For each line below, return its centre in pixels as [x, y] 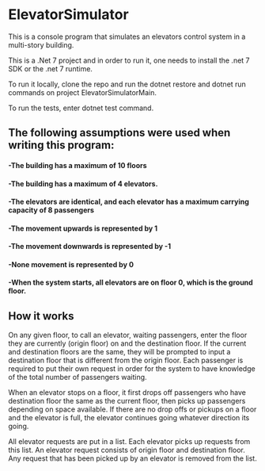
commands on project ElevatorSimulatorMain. [82, 92]
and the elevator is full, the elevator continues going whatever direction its [129, 418]
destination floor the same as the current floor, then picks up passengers [127, 401]
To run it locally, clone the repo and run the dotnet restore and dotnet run [127, 84]
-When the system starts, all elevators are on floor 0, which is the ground [131, 282]
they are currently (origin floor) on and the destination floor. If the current [127, 343]
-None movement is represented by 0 [71, 264]
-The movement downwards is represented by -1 [90, 247]
